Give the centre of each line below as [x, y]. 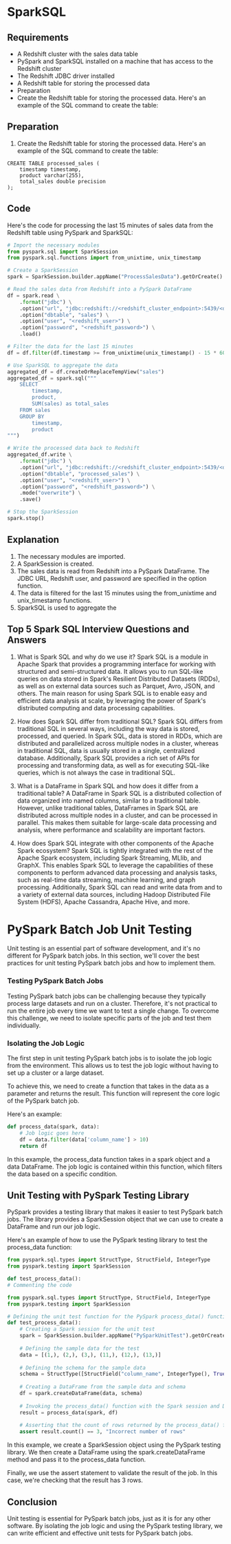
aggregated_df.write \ [40, 455]
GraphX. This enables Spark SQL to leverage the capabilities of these [115, 865]
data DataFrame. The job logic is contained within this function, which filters [115, 1166]
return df [34, 1146]
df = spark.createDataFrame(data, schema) [81, 1393]
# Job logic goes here [52, 1133]
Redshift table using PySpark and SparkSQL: [70, 232]
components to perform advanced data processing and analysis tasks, [117, 872]
